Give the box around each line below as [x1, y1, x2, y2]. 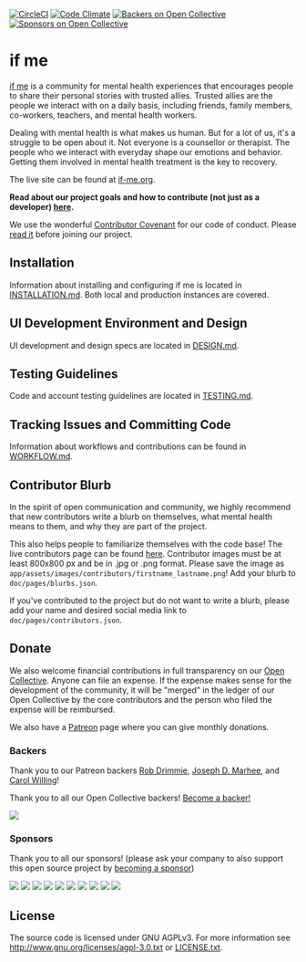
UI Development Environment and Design [9, 316, 248, 331]
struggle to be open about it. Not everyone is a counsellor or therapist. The [9, 137, 291, 148]
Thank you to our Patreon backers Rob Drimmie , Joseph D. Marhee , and [9, 765, 280, 776]
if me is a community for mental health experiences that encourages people [9, 80, 294, 91]
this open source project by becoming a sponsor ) [9, 863, 195, 873]
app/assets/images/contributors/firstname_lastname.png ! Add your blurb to [9, 568, 296, 579]
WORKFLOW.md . [9, 451, 73, 462]
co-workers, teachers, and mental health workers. [9, 110, 198, 120]
